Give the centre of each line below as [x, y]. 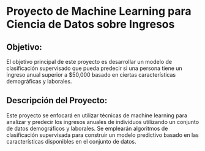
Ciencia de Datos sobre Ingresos [91, 24]
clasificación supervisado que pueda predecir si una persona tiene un [94, 68]
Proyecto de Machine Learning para [99, 11]
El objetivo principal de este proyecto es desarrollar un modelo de [89, 62]
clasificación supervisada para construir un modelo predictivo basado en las [102, 135]
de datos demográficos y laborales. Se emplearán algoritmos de [87, 128]
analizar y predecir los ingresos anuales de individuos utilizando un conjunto [103, 122]
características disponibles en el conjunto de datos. [71, 141]
